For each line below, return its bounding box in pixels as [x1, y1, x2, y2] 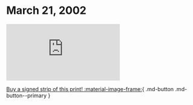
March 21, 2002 [6, 4, 87, 17]
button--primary [6, 92, 47, 99]
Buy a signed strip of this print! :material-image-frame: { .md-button [6, 85, 174, 92]
